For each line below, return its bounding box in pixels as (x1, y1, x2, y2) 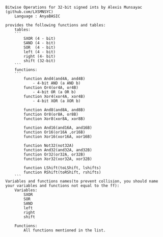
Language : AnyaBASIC (14, 14, 60, 19)
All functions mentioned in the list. (23, 228, 106, 233)
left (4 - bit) (23, 49, 56, 55)
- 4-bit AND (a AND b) (32, 81, 81, 86)
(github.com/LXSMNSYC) (5, 9, 53, 14)
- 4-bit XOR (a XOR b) (32, 98, 81, 103)
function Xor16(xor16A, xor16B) (23, 134, 93, 139)
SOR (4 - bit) (23, 45, 56, 50)
